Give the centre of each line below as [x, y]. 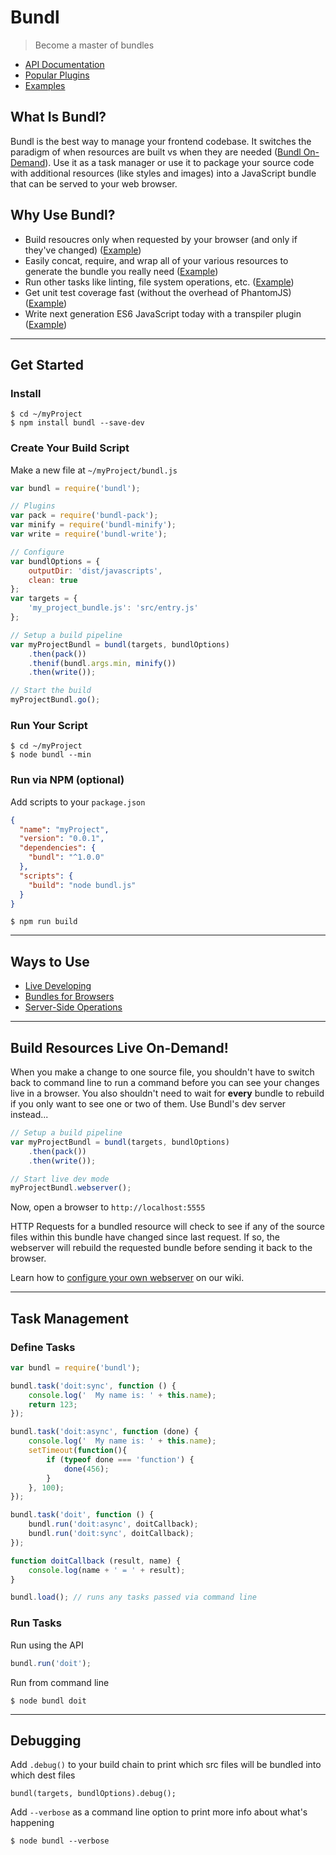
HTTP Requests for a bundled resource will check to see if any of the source [167, 1227]
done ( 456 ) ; [86, 1469]
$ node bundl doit [48, 1701]
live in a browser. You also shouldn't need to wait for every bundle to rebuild [167, 1093]
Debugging [46, 1740]
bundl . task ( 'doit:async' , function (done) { [104, 1432]
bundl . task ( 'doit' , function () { [82, 1515]
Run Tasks [36, 1623]
